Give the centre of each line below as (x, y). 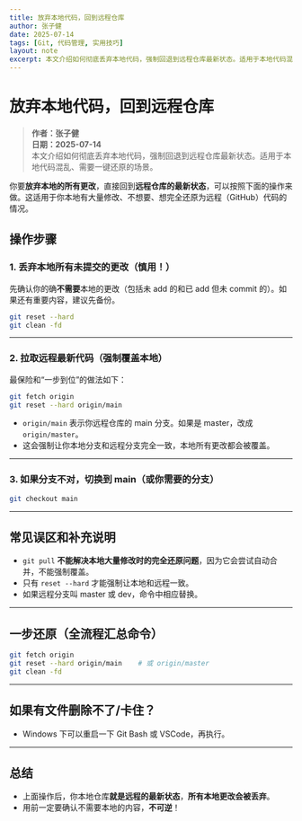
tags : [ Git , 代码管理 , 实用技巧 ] (67, 43)
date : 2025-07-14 (42, 34)
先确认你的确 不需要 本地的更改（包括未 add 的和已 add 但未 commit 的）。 (144, 288)
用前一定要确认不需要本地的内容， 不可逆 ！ (101, 808)
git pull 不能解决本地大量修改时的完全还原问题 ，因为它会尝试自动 (146, 561)
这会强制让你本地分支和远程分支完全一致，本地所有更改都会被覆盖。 (148, 446)
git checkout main (44, 499)
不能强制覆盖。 (66, 572)
